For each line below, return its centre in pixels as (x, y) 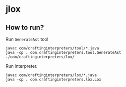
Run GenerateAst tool (27, 39)
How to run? (25, 27)
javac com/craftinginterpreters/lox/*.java (51, 75)
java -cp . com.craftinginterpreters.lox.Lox (53, 80)
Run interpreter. (22, 66)
